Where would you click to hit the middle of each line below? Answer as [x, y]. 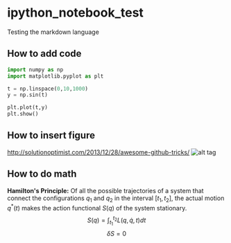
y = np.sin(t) [28, 95]
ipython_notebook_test [76, 13]
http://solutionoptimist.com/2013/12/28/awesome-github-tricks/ [99, 152]
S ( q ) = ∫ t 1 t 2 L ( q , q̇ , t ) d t [117, 220]
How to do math [42, 174]
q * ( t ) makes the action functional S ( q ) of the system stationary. [97, 208]
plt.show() [23, 114]
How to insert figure [51, 135]
